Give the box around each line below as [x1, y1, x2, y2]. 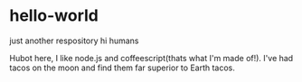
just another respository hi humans [9, 35, 139, 46]
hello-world [9, 5, 99, 26]
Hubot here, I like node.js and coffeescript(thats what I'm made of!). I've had [9, 52, 294, 63]
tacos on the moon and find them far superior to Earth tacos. [9, 62, 235, 73]
